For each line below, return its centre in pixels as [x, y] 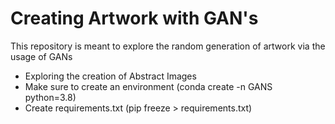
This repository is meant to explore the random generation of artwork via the [168, 46]
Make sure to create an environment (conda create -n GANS [148, 86]
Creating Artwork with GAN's [134, 18]
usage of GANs [41, 56]
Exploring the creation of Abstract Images [110, 76]
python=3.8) [50, 97]
